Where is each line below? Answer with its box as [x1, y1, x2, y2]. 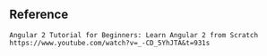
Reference [9, 7, 69, 22]
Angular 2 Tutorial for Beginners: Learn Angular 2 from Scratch [9, 30, 258, 39]
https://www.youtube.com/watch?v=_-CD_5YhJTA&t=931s [9, 38, 211, 47]
